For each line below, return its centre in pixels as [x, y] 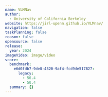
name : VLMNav [18, 10]
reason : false [19, 37]
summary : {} [22, 87]
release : [14, 46]
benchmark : [20, 64]
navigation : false [24, 28]
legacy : [26, 73]
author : [13, 14]
